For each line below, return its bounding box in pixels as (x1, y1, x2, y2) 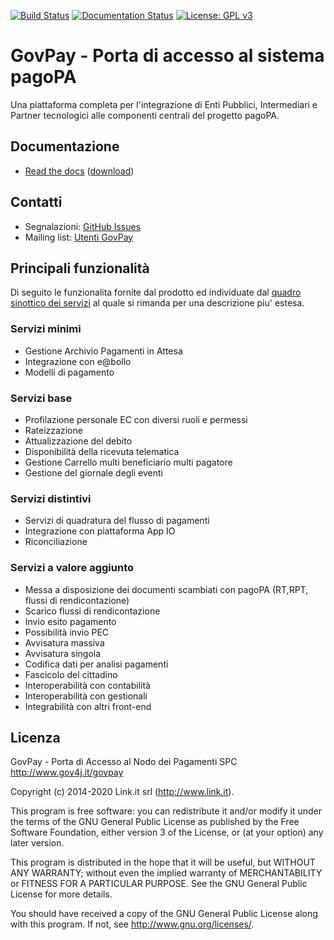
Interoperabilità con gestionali (24, 690, 148, 702)
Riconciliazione (24, 536, 88, 548)
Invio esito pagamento (24, 615, 117, 627)
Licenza (10, 729, 61, 746)
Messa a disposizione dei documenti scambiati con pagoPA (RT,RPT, (24, 583, 309, 595)
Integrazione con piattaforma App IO (24, 525, 176, 537)
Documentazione (10, 138, 120, 155)
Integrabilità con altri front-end (24, 700, 152, 712)
